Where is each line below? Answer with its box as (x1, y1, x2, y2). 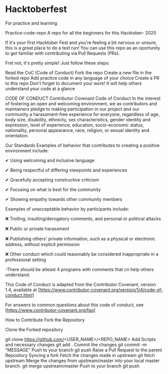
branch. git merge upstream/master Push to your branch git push (5, 362, 139, 369)
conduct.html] (5, 292, 34, 298)
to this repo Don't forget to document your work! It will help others (5, 80, 142, 86)
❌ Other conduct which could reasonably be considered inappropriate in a (5, 251, 159, 257)
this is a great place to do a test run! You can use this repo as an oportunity (5, 45, 160, 51)
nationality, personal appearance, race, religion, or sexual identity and (5, 127, 149, 133)
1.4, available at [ (5, 287, 40, 293)
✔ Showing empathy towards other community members (5, 196, 123, 202)
